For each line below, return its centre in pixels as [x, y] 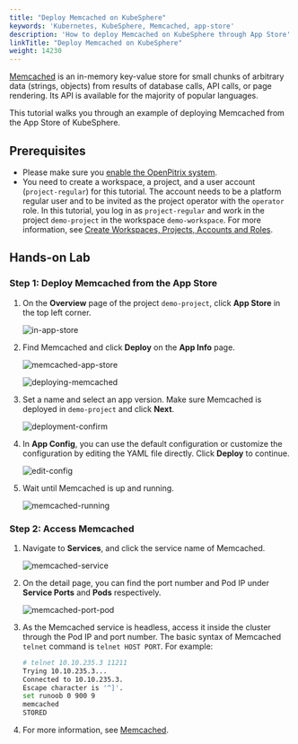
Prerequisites [48, 150]
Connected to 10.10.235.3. [73, 679]
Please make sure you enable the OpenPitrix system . [120, 172]
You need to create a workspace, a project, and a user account [139, 181]
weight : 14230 [36, 51]
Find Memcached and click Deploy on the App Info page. [128, 347]
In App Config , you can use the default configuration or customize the [152, 443]
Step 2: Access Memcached [72, 529]
